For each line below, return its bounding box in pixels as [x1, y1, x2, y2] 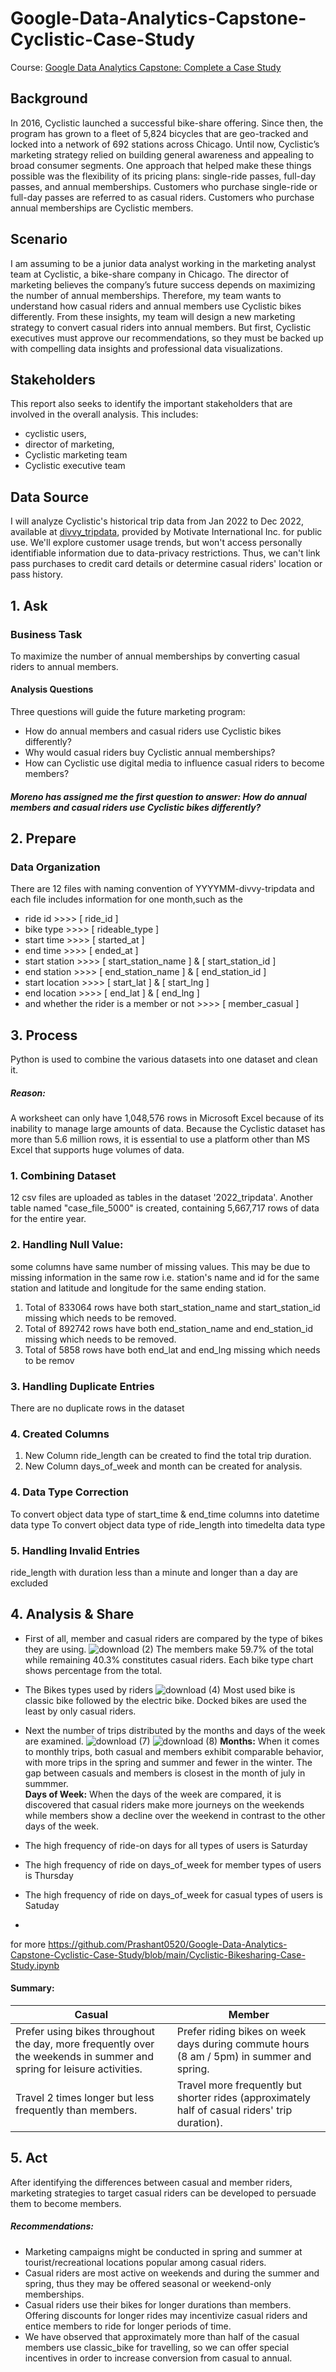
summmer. [24, 1777, 69, 1789]
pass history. [10, 568, 63, 581]
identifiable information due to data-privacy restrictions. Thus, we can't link [10, 547, 321, 559]
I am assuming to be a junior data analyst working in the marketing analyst [10, 257, 317, 269]
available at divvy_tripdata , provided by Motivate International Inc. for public [10, 526, 323, 538]
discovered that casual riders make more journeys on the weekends [24, 1798, 305, 1811]
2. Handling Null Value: [10, 1238, 124, 1252]
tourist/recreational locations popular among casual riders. [24, 2256, 267, 2268]
